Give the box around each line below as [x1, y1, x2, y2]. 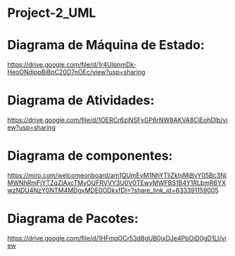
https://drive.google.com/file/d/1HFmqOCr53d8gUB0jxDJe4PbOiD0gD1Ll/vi [7, 233, 227, 242]
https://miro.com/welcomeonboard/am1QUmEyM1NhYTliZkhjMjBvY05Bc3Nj [7, 171, 227, 179]
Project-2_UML [7, 5, 96, 21]
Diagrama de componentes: [7, 148, 173, 164]
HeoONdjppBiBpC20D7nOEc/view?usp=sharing [7, 68, 146, 77]
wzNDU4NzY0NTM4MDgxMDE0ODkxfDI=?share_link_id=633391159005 [7, 186, 220, 194]
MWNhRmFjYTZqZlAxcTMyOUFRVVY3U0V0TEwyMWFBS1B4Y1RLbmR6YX [7, 179, 227, 187]
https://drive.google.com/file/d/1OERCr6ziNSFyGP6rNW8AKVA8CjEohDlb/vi [7, 116, 228, 124]
